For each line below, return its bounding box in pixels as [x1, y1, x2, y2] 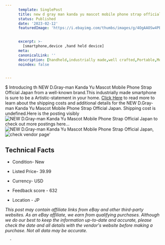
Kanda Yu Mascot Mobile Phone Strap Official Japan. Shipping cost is [15, 105, 156, 111]
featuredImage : [18, 26, 50, 31]
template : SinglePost [18, 7, 63, 12]
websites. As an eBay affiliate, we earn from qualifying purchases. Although [5, 211, 160, 217]
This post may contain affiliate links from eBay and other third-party [5, 207, 144, 212]
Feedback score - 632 [12, 187, 57, 193]
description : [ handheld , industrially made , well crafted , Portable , [18, 57, 157, 62]
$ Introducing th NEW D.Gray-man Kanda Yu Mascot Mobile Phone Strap [5, 84, 152, 90]
